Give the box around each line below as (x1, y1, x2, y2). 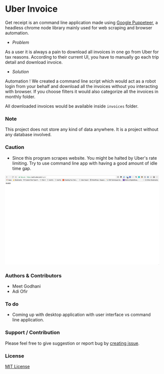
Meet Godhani (12, 283, 41, 289)
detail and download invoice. (5, 59, 63, 65)
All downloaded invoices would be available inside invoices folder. (5, 103, 139, 109)
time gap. (12, 165, 32, 171)
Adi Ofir (12, 289, 28, 294)
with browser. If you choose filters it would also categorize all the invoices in (5, 88, 159, 94)
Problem (12, 39, 29, 45)
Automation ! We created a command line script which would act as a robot (5, 78, 156, 84)
